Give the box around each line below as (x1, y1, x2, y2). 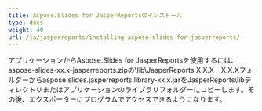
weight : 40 (8, 26, 44, 34)
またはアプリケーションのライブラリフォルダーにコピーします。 (42, 85, 249, 95)
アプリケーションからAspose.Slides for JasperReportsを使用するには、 (8, 55, 238, 65)
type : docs (8, 19, 44, 27)
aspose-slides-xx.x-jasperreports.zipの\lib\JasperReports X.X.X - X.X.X (8, 66, 239, 75)
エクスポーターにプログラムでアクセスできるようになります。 (28, 95, 227, 104)
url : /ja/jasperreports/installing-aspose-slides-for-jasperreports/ (8, 33, 241, 41)
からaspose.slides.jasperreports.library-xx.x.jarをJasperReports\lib (28, 75, 245, 84)
